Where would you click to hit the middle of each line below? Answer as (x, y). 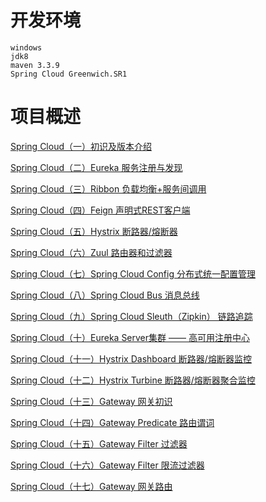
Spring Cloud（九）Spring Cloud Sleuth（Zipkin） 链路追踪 (131, 316)
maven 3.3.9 (35, 65)
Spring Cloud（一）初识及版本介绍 (81, 146)
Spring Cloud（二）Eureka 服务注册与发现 (96, 167)
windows (26, 47)
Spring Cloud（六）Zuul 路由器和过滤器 (91, 252)
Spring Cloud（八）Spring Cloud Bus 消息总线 (105, 295)
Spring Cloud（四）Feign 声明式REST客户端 (100, 210)
